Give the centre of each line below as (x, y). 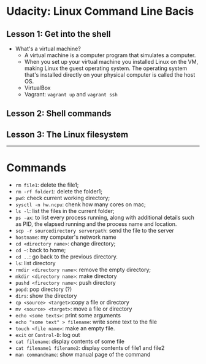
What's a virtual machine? (48, 48)
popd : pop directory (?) (44, 289)
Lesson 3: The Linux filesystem (67, 134)
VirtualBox (37, 88)
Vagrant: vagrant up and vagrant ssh (71, 94)
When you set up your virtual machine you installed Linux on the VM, (111, 62)
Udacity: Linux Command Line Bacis (100, 11)
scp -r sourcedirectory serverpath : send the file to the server (95, 231)
